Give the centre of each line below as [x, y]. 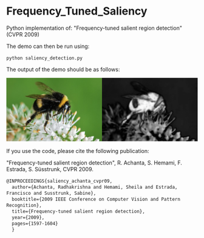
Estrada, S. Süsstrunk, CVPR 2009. [50, 169]
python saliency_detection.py [45, 58]
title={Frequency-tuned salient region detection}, [79, 212]
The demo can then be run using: [48, 46]
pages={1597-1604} [35, 224]
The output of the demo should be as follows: [63, 69]
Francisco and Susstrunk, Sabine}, [51, 193]
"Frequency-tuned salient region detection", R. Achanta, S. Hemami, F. [94, 163]
